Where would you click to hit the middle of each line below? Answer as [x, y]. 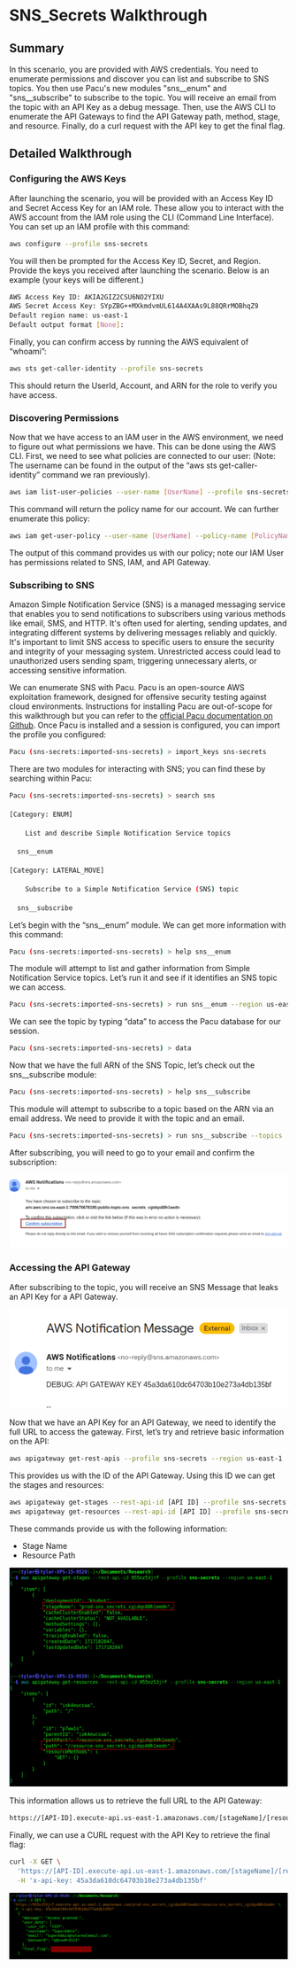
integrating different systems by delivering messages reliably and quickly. [143, 633]
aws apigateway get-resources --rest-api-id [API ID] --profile [130, 1512]
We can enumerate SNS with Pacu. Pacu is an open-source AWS [127, 688]
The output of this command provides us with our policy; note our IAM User [147, 553]
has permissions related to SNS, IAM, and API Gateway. [110, 562]
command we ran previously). [96, 475]
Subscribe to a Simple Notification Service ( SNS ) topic [132, 889]
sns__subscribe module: [53, 1075]
